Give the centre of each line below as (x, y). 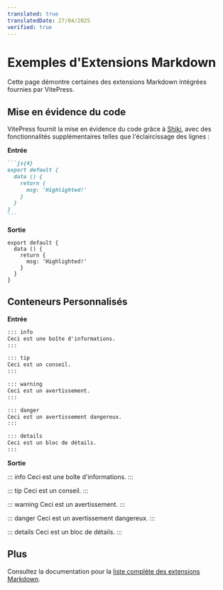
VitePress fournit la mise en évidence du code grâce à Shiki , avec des (109, 129)
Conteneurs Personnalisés (67, 302)
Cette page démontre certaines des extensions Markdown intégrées (107, 82)
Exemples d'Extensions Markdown (112, 62)
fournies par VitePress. (41, 90)
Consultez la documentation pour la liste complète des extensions (104, 571)
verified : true (30, 27)
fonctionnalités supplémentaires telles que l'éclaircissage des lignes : (109, 136)
